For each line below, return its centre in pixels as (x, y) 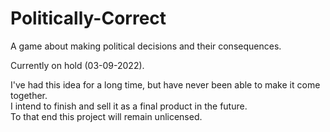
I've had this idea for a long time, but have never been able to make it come (165, 84)
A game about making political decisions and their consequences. (146, 46)
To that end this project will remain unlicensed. (106, 116)
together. (29, 95)
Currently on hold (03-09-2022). (77, 65)
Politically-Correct (88, 18)
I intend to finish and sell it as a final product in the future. (129, 106)
